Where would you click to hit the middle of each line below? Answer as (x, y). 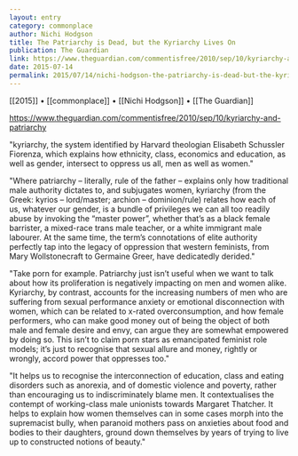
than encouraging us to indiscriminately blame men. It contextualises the (142, 394)
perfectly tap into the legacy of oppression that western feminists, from (139, 246)
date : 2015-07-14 (41, 68)
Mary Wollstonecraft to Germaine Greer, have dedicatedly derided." (132, 256)
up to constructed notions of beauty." (78, 442)
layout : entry (35, 17)
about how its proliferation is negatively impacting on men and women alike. (148, 283)
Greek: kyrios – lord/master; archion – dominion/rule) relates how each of (143, 199)
